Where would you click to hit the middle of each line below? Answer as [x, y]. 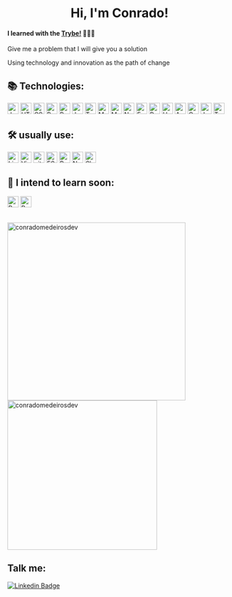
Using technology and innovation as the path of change [89, 63]
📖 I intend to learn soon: [61, 183]
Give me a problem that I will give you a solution [78, 49]
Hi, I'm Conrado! [120, 13]
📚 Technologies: [46, 86]
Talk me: [27, 568]
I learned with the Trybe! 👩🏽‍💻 [51, 33]
